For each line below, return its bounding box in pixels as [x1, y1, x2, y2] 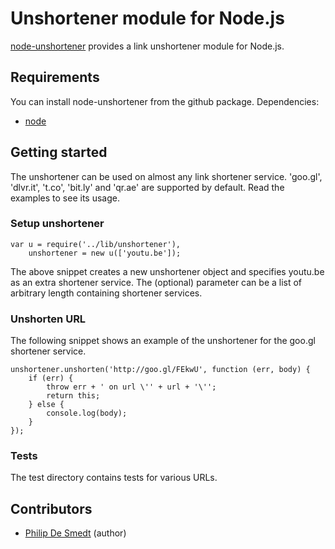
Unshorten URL [10, 312, 87, 326]
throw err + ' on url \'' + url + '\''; [46, 382, 217, 392]
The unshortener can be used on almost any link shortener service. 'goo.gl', [10, 170, 323, 182]
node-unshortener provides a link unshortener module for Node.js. [10, 40, 285, 52]
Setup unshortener [10, 217, 105, 231]
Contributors [10, 500, 93, 517]
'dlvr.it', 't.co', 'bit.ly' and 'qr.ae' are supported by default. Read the [10, 181, 285, 193]
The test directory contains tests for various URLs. [10, 472, 218, 484]
